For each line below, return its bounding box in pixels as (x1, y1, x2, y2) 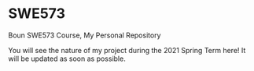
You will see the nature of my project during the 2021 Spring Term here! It (8, 45, 246, 55)
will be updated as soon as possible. (8, 54, 126, 63)
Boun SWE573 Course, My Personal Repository (8, 30, 161, 40)
